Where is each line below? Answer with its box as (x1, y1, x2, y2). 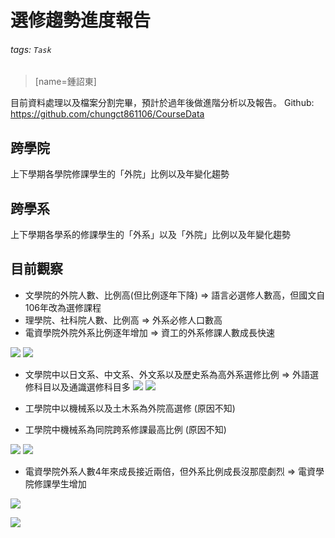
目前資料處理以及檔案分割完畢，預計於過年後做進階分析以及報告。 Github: (10, 97, 315, 109)
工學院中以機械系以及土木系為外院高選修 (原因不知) (24, 402, 236, 414)
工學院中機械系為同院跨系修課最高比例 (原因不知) (24, 423, 227, 435)
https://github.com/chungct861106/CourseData (10, 108, 205, 120)
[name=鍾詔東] (34, 76, 97, 88)
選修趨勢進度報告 (10, 9, 152, 32)
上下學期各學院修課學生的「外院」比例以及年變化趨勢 (10, 168, 230, 180)
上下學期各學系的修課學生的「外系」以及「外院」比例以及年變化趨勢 (10, 229, 291, 241)
